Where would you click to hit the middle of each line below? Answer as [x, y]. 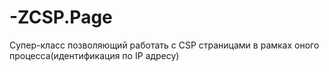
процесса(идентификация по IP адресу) [94, 55]
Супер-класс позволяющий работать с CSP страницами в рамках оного [164, 45]
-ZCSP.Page [61, 17]
